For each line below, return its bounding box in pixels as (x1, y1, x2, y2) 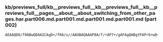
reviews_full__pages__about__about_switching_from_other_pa (5, 10, 155, 16)
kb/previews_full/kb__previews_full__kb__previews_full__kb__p (5, 4, 158, 10)
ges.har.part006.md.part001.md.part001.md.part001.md (5, 16, 144, 22)
